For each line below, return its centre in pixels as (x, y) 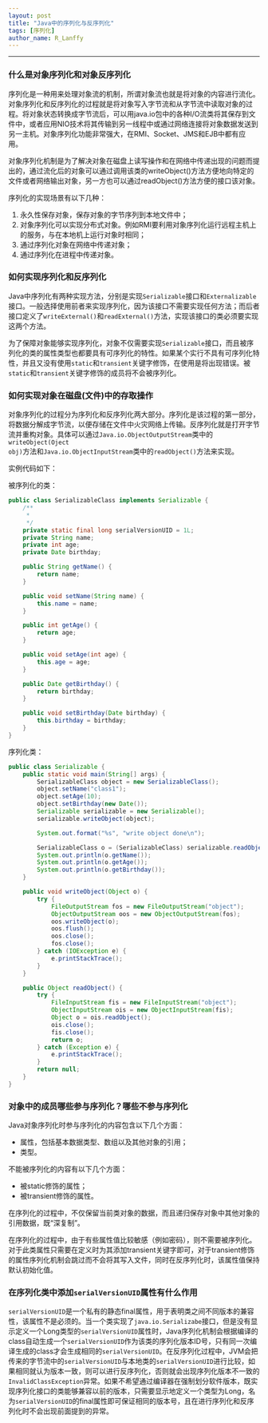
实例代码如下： (33, 469)
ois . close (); (72, 1025)
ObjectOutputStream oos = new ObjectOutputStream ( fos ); (146, 914)
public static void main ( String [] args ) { (94, 774)
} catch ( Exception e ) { (78, 1047)
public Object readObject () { (73, 988)
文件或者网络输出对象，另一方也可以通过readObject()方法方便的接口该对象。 (134, 180)
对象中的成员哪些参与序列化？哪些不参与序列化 (98, 1106)
